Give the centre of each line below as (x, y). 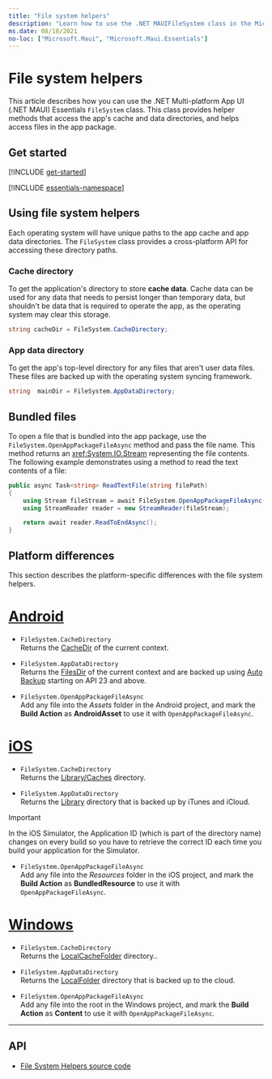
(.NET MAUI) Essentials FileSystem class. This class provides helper (121, 110)
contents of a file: (38, 471)
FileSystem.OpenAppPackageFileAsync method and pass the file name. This (132, 445)
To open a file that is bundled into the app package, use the (108, 436)
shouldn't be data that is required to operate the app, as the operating (125, 306)
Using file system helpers (74, 213)
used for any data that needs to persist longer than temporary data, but (127, 298)
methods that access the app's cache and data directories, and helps (124, 118)
